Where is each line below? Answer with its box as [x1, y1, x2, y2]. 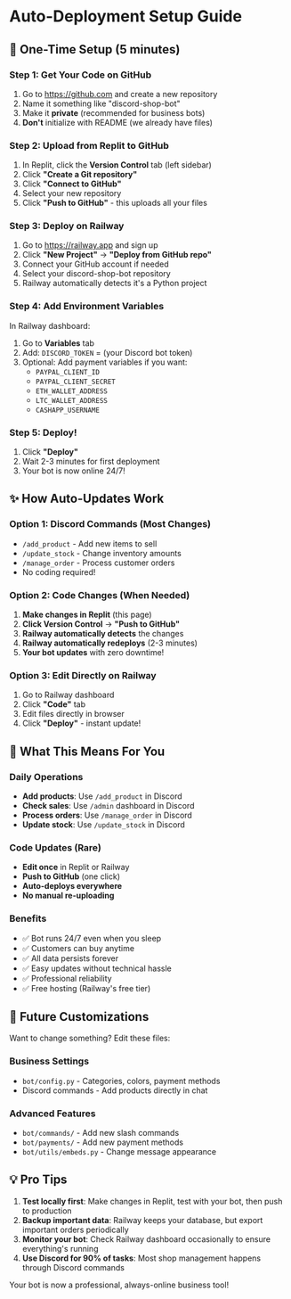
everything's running [21, 1243, 99, 1254]
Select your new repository [21, 188, 122, 199]
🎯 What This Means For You [9, 744, 166, 759]
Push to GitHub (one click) [21, 871, 121, 882]
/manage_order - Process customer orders [21, 557, 175, 568]
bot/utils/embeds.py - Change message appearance [21, 1147, 216, 1157]
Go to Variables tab [21, 337, 95, 349]
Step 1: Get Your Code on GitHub [9, 69, 152, 81]
